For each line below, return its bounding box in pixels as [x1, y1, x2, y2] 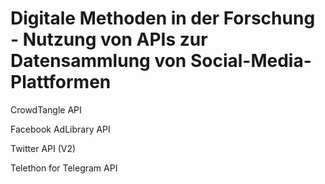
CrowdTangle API [10, 103, 82, 116]
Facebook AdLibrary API [10, 123, 111, 135]
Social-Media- [189, 50, 312, 72]
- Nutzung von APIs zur [10, 28, 208, 51]
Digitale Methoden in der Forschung [10, 7, 316, 30]
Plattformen [10, 71, 112, 94]
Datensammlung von [10, 50, 187, 72]
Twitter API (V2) [10, 142, 77, 154]
